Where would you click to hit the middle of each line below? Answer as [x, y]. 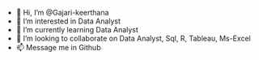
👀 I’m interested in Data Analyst [68, 21]
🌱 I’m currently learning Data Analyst [77, 30]
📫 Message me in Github [58, 47]
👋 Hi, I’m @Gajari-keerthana [62, 13]
